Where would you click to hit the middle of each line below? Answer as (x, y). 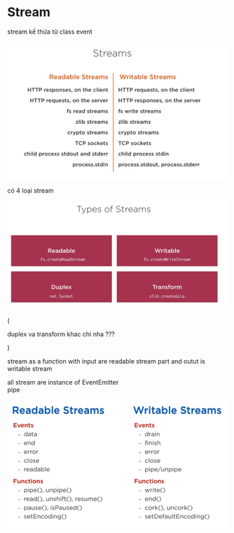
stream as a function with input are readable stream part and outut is (106, 361)
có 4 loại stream (30, 191)
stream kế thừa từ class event (50, 32)
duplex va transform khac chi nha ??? (61, 334)
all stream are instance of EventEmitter (63, 382)
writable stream (30, 368)
